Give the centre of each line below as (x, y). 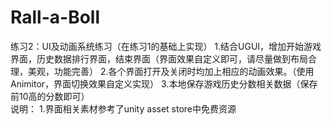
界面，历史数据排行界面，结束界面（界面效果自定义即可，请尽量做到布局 (159, 58)
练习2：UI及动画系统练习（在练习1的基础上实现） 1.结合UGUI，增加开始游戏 (166, 46)
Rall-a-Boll (55, 17)
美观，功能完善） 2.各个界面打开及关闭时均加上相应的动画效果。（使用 (171, 71)
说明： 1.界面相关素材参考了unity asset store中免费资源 (123, 108)
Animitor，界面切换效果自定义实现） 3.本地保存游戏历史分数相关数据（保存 (164, 83)
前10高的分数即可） (50, 96)
